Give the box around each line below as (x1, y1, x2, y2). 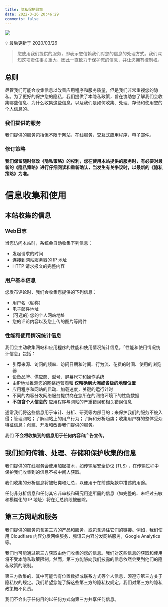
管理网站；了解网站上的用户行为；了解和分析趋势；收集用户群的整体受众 (13, 416, 163, 422)
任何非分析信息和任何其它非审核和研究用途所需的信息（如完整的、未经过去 (5, 490, 158, 496)
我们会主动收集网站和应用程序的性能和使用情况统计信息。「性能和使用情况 (5, 344, 156, 350)
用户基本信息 (5, 277, 36, 284)
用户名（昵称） (12, 299, 43, 305)
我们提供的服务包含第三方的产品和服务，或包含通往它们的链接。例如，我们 (5, 527, 158, 533)
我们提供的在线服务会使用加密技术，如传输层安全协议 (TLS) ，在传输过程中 (5, 463, 159, 469)
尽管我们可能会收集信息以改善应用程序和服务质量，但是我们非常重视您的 (5, 87, 154, 93)
